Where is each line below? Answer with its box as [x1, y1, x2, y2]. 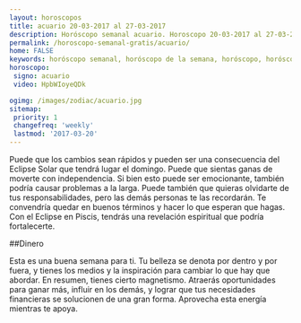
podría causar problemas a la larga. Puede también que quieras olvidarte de [9, 183, 289, 193]
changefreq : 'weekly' [13, 121, 94, 130]
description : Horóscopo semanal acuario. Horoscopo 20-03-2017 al [9, 30, 262, 39]
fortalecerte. [9, 221, 56, 231]
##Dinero [9, 239, 45, 249]
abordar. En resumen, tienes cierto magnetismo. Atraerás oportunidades [9, 275, 276, 285]
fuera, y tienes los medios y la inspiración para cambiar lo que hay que [9, 266, 271, 275]
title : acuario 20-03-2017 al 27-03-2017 [9, 22, 167, 31]
